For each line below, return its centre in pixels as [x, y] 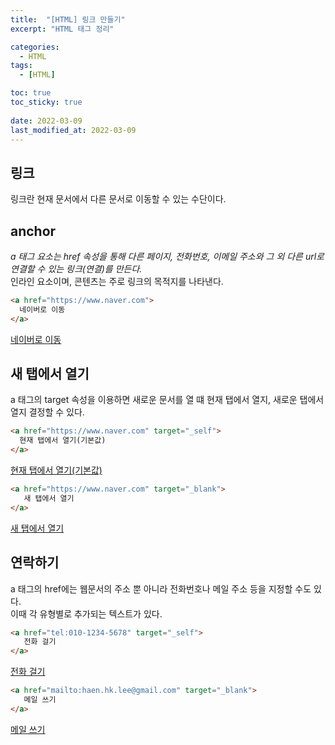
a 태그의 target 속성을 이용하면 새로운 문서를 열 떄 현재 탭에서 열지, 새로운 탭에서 [167, 400]
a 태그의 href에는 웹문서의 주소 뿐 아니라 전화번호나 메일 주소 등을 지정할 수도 [161, 588]
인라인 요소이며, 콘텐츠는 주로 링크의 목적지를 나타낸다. [117, 281]
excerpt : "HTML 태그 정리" [62, 29]
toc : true [31, 93]
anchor [33, 231]
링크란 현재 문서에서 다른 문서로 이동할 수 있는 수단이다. [118, 199]
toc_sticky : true [46, 102]
